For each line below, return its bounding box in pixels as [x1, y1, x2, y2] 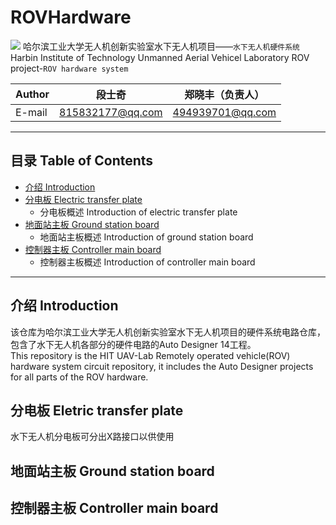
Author [15, 87, 50, 101]
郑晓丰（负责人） [184, 87, 265, 101]
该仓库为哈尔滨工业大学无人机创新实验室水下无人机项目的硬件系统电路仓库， [10, 326, 326, 338]
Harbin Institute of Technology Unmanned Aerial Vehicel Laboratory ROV [10, 51, 310, 63]
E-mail [15, 105, 48, 119]
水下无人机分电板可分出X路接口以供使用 [10, 431, 175, 443]
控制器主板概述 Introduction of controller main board [39, 256, 256, 268]
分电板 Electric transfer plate [24, 193, 143, 205]
